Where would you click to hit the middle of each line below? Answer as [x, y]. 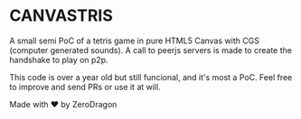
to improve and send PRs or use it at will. [85, 87]
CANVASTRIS [61, 16]
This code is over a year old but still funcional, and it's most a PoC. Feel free [151, 77]
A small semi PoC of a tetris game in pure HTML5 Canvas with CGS [135, 41]
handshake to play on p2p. [59, 59]
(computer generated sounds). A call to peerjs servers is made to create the [150, 50]
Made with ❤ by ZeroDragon [63, 104]
